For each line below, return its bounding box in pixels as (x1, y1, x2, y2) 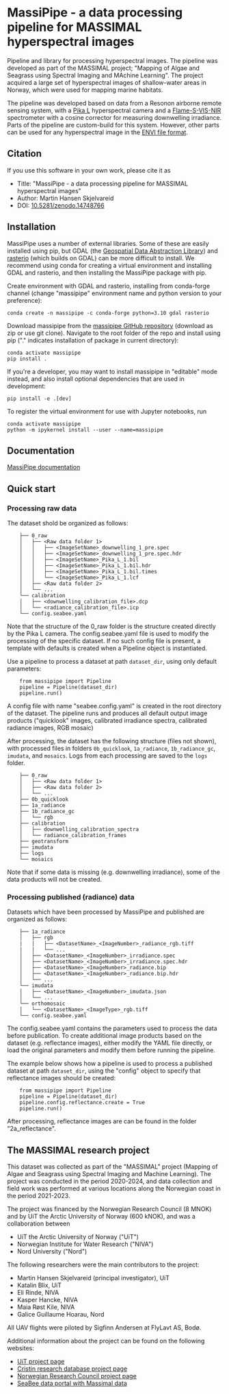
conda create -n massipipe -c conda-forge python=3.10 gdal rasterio (7, 310, 210, 316)
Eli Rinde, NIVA (16, 1289, 59, 1297)
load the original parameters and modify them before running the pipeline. (7, 1046, 215, 1054)
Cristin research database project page (16, 1365, 128, 1373)
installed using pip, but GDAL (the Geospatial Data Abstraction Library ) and (7, 247, 218, 255)
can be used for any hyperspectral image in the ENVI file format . (7, 128, 188, 136)
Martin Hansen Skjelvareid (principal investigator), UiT (16, 1274, 170, 1282)
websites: (7, 1344, 34, 1352)
